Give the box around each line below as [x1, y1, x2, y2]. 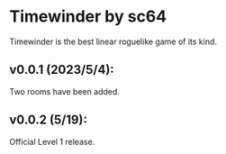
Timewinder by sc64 [9, 6, 167, 27]
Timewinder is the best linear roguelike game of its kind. [9, 36, 218, 47]
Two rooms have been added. [9, 86, 120, 96]
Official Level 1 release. [9, 136, 95, 147]
